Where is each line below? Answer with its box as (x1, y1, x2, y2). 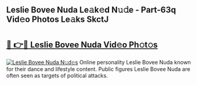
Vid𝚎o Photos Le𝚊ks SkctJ (6, 15, 109, 25)
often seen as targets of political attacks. (6, 72, 108, 79)
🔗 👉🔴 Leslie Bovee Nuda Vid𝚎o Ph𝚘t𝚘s (6, 39, 158, 50)
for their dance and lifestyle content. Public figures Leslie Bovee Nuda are (6, 66, 191, 72)
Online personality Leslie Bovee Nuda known (79, 59, 191, 66)
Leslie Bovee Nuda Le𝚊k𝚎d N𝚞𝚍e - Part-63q (6, 5, 176, 15)
